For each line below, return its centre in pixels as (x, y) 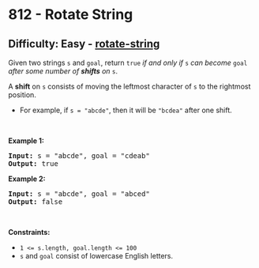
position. (23, 95)
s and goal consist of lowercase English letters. (96, 256)
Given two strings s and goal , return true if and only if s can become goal (128, 62)
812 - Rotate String (71, 15)
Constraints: (29, 232)
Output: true (34, 164)
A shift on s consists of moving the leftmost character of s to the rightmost (129, 86)
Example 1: (26, 141)
